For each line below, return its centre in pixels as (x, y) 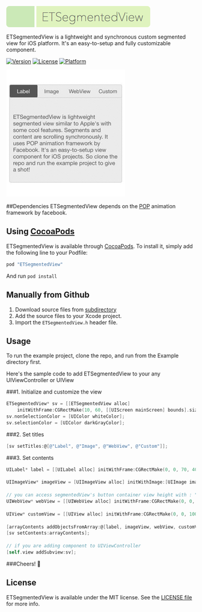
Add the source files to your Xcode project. (68, 316)
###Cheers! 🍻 (23, 564)
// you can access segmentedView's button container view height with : (99, 495)
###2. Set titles (25, 434)
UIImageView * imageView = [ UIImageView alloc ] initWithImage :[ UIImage (96, 482)
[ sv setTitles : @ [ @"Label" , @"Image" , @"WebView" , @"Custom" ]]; (87, 446)
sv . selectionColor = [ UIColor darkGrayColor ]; (66, 422)
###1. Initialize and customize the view (54, 392)
